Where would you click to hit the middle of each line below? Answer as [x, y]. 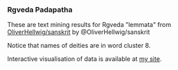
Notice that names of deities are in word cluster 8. [79, 46]
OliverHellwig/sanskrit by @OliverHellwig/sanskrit [79, 32]
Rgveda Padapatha [40, 10]
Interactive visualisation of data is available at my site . [84, 59]
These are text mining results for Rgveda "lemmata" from [89, 25]
